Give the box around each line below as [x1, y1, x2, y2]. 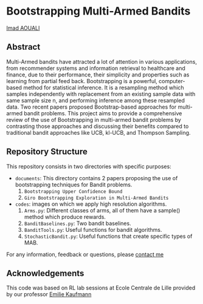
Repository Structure [6, 147, 88, 157]
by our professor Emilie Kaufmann [6, 291, 92, 298]
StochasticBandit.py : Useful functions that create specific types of [24, 232, 193, 240]
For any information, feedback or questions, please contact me [6, 251, 164, 258]
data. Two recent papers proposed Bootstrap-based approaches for [6, 103, 177, 110]
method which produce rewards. [24, 213, 106, 220]
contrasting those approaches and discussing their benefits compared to [6, 123, 189, 130]
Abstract [6, 42, 41, 52]
